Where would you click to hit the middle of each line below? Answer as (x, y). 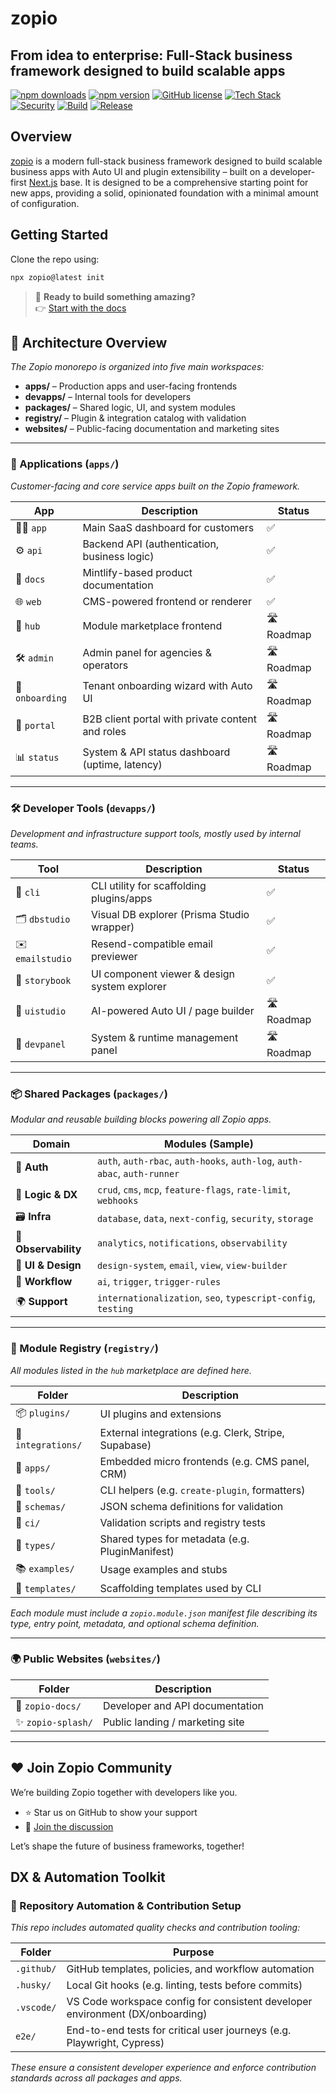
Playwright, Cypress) (115, 2043)
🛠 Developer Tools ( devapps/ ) (83, 808)
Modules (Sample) (209, 1144)
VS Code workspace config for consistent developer (189, 2002)
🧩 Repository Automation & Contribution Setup (126, 1905)
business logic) (118, 556)
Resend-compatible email (151, 944)
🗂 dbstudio (43, 919)
